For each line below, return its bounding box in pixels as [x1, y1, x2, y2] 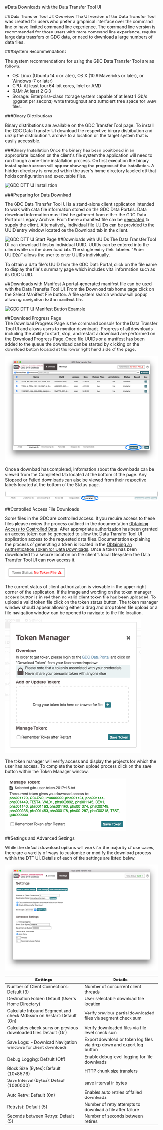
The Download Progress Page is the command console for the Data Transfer [5, 320, 158, 326]
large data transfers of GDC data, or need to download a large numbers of [5, 34, 153, 40]
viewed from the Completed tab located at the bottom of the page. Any [5, 472, 147, 478]
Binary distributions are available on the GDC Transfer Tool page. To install [5, 122, 154, 128]
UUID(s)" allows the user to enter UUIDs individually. [5, 252, 110, 258]
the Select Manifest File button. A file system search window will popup [5, 291, 148, 297]
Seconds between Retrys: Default [7, 1113, 74, 1119]
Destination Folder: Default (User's [7, 996, 76, 1001]
